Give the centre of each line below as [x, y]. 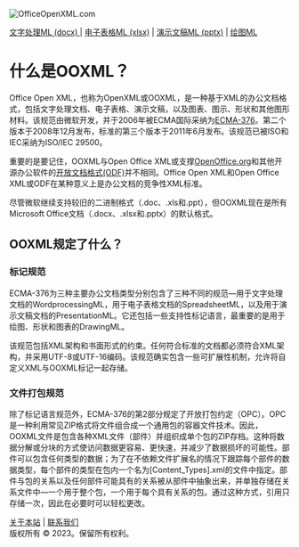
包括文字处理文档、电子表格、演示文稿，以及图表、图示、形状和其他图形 [157, 109]
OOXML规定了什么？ [66, 245]
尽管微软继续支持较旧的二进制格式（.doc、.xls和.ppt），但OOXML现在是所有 [148, 202]
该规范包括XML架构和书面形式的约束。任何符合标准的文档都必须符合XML [143, 345]
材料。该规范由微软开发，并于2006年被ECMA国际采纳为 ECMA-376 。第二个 [148, 119]
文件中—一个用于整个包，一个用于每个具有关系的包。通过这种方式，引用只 [153, 492]
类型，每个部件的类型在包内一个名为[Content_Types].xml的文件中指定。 [148, 469]
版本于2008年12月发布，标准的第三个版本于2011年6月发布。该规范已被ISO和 [149, 131]
